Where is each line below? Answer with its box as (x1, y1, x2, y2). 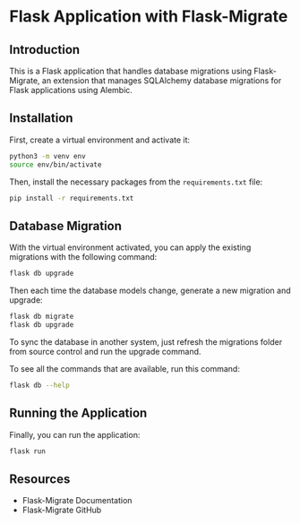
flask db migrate (9, 312, 74, 322)
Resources (9, 471, 71, 486)
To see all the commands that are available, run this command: (9, 363, 240, 374)
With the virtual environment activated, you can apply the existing (9, 242, 252, 253)
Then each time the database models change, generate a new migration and (9, 285, 291, 296)
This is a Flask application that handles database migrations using (9, 65, 253, 76)
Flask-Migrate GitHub (21, 504, 102, 516)
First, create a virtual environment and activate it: (9, 134, 191, 145)
